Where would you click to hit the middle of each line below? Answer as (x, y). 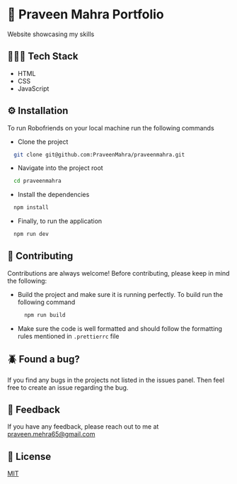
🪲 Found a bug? (44, 360)
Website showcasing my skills (51, 34)
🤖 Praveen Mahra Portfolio (86, 15)
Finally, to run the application (60, 221)
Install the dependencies (53, 195)
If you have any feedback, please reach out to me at (83, 427)
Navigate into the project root (60, 168)
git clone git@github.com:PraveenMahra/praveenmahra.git (99, 154)
